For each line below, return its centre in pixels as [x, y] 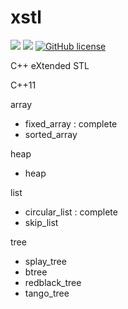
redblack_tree [53, 282]
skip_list [41, 222]
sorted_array [51, 134]
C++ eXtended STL [50, 65]
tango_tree [47, 293]
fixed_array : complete [71, 123]
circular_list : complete [71, 212]
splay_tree [45, 261]
